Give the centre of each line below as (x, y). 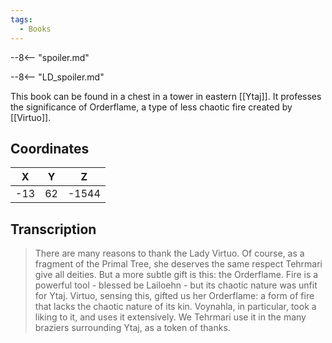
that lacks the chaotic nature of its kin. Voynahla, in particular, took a (175, 307)
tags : (21, 19)
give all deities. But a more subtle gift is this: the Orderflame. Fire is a (176, 275)
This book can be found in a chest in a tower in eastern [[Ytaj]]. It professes (166, 96)
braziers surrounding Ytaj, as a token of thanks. (132, 328)
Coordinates (50, 148)
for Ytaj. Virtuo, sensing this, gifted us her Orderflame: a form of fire (174, 296)
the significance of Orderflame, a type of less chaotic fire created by (151, 107)
